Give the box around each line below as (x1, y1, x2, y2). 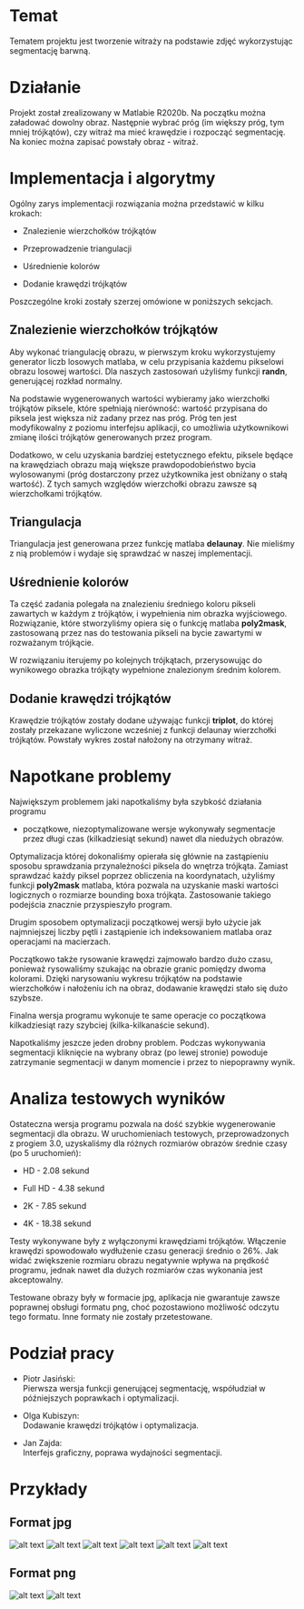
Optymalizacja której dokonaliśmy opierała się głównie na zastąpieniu (9, 851, 270, 861)
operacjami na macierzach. (9, 936, 112, 947)
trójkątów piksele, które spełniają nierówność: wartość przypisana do (9, 402, 268, 414)
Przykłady (9, 1479, 88, 1500)
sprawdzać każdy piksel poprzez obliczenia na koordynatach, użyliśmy (9, 870, 275, 880)
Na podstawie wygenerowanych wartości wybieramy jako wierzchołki (9, 393, 270, 404)
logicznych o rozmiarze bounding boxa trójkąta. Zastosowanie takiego (9, 890, 271, 900)
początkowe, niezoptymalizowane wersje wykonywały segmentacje (22, 824, 276, 834)
